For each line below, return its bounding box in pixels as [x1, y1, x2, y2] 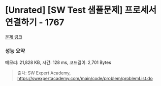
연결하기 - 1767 [5, 17, 64, 28]
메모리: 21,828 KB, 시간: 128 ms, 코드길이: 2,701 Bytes [5, 59, 112, 65]
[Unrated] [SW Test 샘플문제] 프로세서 [5, 4, 157, 16]
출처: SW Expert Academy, [17, 70, 71, 76]
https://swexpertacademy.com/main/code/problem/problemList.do [17, 76, 153, 82]
